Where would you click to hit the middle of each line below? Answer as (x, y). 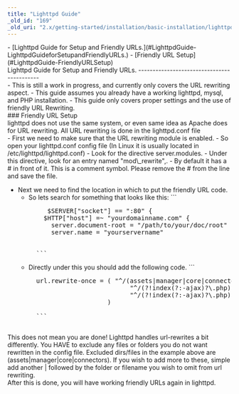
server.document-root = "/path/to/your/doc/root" (139, 225)
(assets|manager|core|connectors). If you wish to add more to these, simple (119, 360)
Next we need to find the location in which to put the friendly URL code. (123, 190)
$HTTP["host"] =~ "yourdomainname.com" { (117, 218)
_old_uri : (22, 27)
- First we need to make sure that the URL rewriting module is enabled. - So (118, 138)
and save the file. (33, 176)
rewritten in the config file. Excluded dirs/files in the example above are (112, 353)
